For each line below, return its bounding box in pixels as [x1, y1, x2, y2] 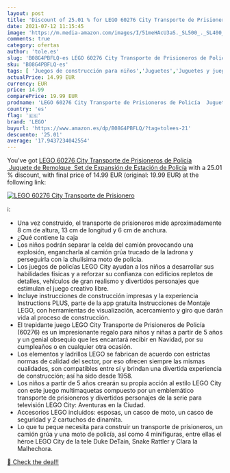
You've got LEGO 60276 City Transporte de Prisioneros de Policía [7, 156, 192, 165]
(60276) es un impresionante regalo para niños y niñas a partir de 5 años [16, 328, 223, 337]
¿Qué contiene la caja [16, 234, 79, 242]
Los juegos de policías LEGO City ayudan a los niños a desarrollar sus [16, 263, 214, 271]
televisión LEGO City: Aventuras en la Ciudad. [16, 401, 146, 409]
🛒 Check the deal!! [7, 458, 60, 466]
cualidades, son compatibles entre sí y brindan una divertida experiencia [16, 365, 222, 373]
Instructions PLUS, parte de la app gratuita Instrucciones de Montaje [16, 299, 211, 307]
